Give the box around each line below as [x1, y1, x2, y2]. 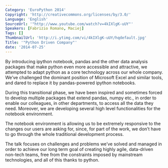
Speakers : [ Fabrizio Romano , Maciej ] [5, 26, 84, 31]
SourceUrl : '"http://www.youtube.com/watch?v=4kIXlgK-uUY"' [5, 21, 134, 27]
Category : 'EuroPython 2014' [5, 7, 66, 13]
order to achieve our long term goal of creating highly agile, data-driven [5, 146, 153, 152]
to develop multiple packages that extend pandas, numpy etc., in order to [5, 95, 157, 101]
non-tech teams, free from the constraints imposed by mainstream [5, 151, 143, 157]
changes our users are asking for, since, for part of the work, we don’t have [5, 126, 161, 132]
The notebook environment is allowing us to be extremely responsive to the [5, 120, 161, 126]
